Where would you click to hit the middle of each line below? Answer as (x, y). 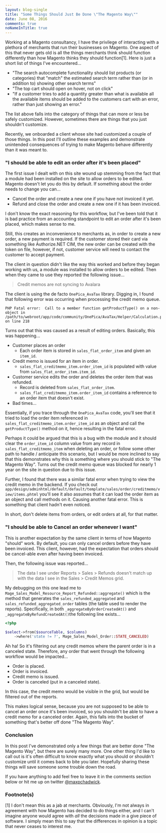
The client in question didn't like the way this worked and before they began (82, 264)
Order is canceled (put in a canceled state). (56, 682)
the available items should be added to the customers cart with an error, (85, 99)
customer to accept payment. (35, 255)
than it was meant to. (26, 150)
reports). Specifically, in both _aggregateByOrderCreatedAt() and (70, 609)
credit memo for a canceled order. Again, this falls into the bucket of (75, 717)
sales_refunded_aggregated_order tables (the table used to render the (76, 603)
